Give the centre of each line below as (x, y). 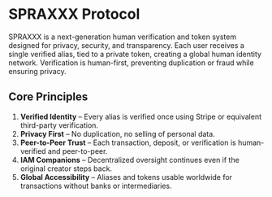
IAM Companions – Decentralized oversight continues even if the (130, 160)
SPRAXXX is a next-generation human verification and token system (123, 37)
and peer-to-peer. (78, 151)
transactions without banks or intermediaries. (96, 186)
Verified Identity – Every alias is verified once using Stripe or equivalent (141, 116)
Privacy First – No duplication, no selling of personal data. (117, 134)
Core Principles (48, 97)
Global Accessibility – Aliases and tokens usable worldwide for (126, 177)
